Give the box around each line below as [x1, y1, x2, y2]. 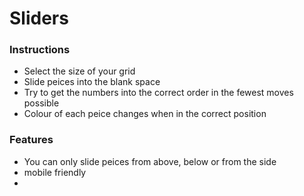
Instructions [9, 43, 71, 57]
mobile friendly [23, 166, 87, 178]
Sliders [9, 7, 69, 30]
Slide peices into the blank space [23, 76, 161, 88]
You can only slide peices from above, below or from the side [23, 155, 277, 167]
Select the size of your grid [23, 65, 136, 77]
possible [23, 97, 60, 109]
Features [9, 133, 54, 147]
